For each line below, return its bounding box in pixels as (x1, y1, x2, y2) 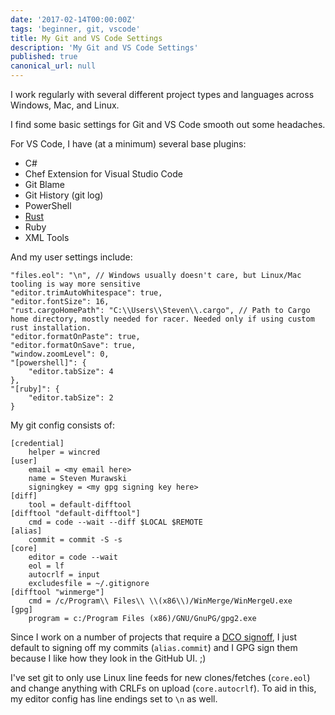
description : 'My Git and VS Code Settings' (10, 42, 199, 53)
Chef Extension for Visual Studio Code (24, 168, 183, 180)
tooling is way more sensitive (10, 279, 141, 289)
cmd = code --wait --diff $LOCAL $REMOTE (28, 517, 203, 527)
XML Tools (24, 232, 70, 243)
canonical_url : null (10, 61, 97, 71)
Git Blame (24, 179, 65, 190)
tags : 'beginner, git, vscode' (10, 24, 141, 34)
